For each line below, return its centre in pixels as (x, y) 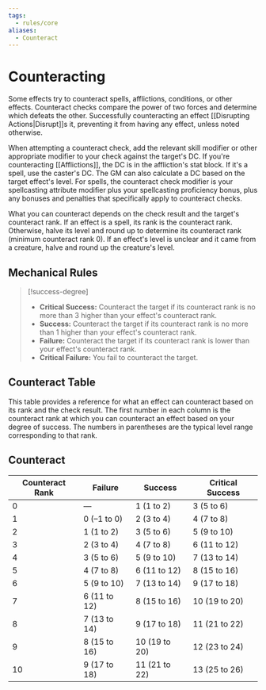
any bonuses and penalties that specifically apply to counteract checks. (125, 198)
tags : (17, 15)
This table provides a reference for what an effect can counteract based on (131, 401)
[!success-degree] (58, 291)
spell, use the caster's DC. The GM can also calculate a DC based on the (127, 173)
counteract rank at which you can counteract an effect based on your (122, 418)
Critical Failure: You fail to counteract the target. (119, 357)
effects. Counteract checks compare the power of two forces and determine (133, 107)
